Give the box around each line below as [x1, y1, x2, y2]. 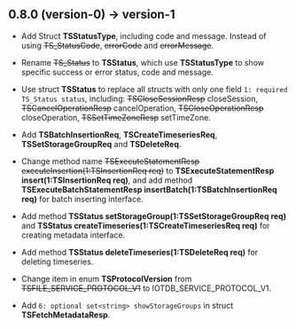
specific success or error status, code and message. [20, 67, 214, 77]
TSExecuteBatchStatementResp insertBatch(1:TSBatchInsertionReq [20, 184, 277, 194]
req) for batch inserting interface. [20, 193, 144, 204]
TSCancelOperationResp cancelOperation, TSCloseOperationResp [20, 102, 264, 114]
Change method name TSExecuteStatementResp [20, 155, 200, 167]
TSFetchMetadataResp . [20, 309, 111, 320]
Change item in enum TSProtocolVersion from [20, 273, 192, 284]
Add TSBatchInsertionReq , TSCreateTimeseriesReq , [20, 129, 218, 140]
